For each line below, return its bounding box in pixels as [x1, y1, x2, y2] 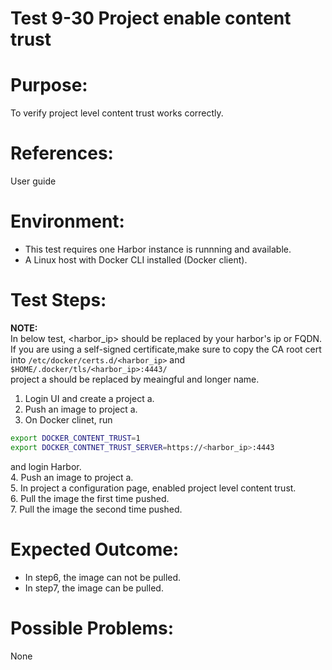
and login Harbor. [10, 460, 82, 472]
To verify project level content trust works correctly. [10, 107, 224, 119]
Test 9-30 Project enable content [10, 7, 292, 30]
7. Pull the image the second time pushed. [10, 503, 183, 515]
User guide [10, 175, 57, 187]
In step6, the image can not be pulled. [24, 571, 182, 583]
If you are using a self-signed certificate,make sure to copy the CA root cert [10, 343, 322, 355]
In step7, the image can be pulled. [24, 582, 164, 594]
